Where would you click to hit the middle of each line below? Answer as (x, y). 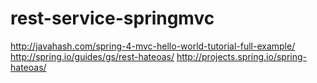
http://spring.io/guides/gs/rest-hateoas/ (92, 56)
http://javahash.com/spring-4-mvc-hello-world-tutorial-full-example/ (153, 46)
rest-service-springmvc (112, 18)
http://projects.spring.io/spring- (241, 56)
